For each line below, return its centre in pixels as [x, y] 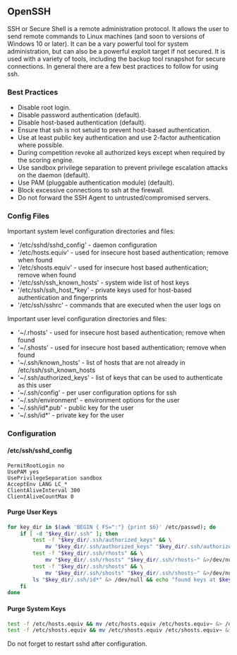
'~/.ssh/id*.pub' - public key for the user [75, 408]
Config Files [28, 216]
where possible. [41, 145]
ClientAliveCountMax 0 [41, 497]
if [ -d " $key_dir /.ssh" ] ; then [69, 533]
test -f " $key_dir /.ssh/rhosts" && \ [88, 553]
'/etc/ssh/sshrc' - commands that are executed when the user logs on [119, 305]
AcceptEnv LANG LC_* [38, 484]
